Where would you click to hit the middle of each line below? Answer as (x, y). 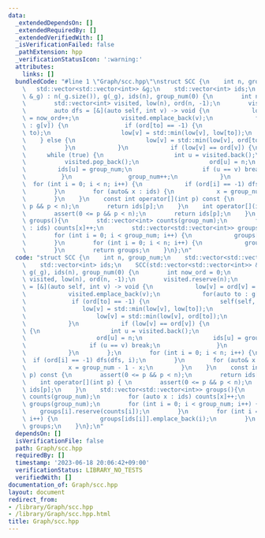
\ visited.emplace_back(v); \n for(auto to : (135, 294)
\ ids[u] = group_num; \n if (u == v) (132, 170)
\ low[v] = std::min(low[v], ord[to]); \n (125, 316)
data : (17, 15)
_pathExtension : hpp (49, 52)
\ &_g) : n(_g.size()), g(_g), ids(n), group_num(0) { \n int (137, 96)
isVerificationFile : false (60, 441)
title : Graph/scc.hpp (44, 521)
